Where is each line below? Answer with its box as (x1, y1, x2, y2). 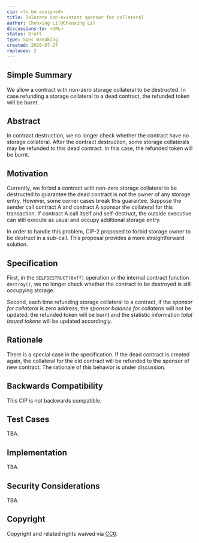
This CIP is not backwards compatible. (7, 397, 102, 404)
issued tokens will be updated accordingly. (7, 317, 113, 325)
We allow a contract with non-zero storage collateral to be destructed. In (7, 86, 186, 93)
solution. (7, 241, 29, 248)
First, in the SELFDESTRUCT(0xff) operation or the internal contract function (7, 274, 189, 281)
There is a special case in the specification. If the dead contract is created (7, 350, 190, 358)
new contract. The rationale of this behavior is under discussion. (7, 364, 166, 371)
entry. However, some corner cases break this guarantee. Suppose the (7, 197, 182, 205)
